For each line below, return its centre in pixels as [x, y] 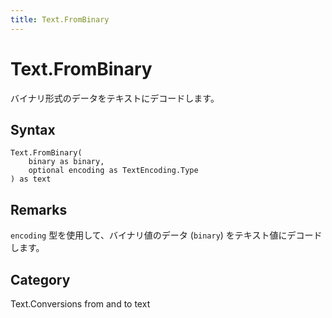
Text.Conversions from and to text [80, 304]
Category [40, 279]
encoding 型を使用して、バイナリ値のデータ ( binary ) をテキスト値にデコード [166, 235]
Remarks [39, 209]
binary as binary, [66, 162]
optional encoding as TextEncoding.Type [113, 171]
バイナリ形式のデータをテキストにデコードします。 [115, 98]
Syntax [33, 129]
